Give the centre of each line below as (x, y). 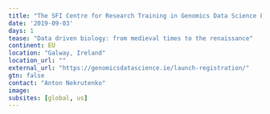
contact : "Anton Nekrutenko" (57, 83)
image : (19, 90)
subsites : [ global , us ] (48, 98)
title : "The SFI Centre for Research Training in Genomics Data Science (133, 16)
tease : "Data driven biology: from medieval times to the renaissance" (131, 38)
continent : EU (32, 46)
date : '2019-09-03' (41, 23)
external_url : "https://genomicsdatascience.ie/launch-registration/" (129, 68)
